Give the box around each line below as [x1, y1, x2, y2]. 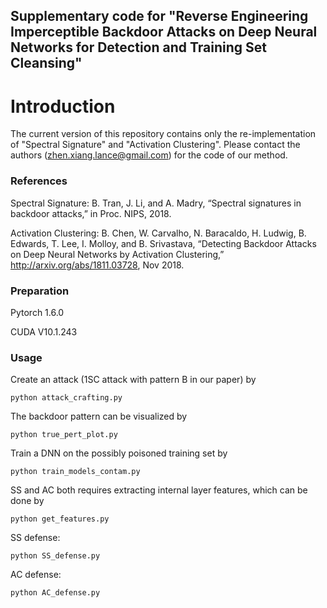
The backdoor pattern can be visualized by [10, 410, 188, 423]
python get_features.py [10, 514, 110, 524]
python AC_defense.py [10, 588, 101, 598]
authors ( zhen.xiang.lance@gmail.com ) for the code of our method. [10, 149, 288, 161]
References [10, 174, 68, 188]
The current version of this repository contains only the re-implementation [10, 128, 317, 140]
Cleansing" [10, 55, 83, 72]
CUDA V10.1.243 [10, 325, 78, 338]
